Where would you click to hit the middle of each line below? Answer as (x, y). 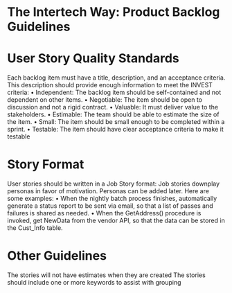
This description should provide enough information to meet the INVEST (110, 85)
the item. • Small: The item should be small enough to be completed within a (116, 122)
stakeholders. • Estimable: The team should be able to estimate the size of (113, 114)
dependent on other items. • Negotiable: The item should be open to (105, 100)
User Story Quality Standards (93, 59)
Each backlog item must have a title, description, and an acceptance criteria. (116, 78)
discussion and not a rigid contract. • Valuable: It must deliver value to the (113, 107)
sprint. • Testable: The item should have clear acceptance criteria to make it (115, 130)
